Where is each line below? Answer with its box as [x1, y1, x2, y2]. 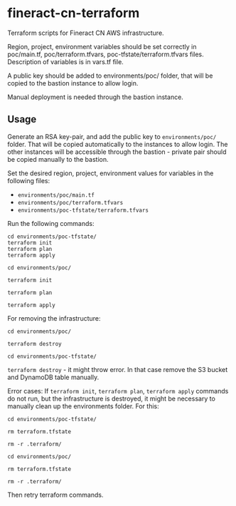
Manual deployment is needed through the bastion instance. [7, 93, 183, 101]
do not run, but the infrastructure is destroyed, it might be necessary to [7, 394, 215, 403]
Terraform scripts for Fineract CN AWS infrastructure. [7, 29, 165, 37]
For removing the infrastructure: [7, 314, 101, 322]
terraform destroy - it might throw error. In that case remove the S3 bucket [7, 365, 228, 373]
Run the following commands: [7, 219, 95, 227]
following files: [7, 176, 50, 185]
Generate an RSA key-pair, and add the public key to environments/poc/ [7, 132, 217, 140]
